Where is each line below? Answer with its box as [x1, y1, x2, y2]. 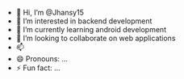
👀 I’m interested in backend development [15, 16, 153, 26]
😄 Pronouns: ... [15, 54, 69, 64]
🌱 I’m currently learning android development [15, 25, 167, 34]
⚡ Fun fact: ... [15, 63, 61, 73]
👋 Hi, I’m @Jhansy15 [15, 8, 85, 17]
